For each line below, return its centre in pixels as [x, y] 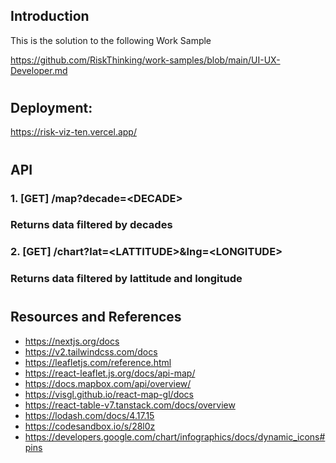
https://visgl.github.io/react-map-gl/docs [109, 394]
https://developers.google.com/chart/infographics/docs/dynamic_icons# [175, 436]
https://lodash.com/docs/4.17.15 [89, 415]
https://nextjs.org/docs [72, 341]
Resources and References [96, 317]
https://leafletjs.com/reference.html [98, 362]
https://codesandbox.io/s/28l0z [90, 426]
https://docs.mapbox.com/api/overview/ [108, 383]
